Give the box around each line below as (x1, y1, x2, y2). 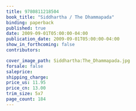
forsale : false (6, 63, 44, 69)
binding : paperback (6, 19, 54, 25)
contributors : (6, 47, 41, 53)
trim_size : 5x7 (6, 91, 44, 97)
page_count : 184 (6, 96, 46, 102)
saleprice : (6, 68, 33, 74)
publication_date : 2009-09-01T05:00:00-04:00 (6, 36, 120, 42)
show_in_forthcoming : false (6, 42, 75, 48)
